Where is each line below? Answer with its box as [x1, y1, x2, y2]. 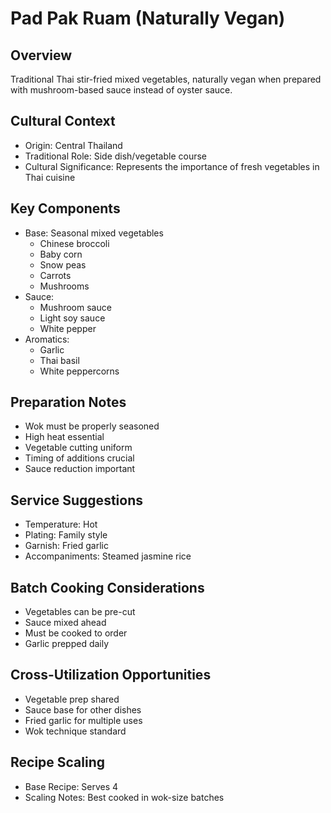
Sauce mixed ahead [24, 617, 107, 629]
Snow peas [39, 258, 87, 271]
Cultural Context [10, 113, 116, 130]
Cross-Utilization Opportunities [10, 667, 212, 684]
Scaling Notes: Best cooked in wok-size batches [24, 791, 225, 803]
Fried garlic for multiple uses [24, 714, 143, 726]
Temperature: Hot [24, 518, 98, 531]
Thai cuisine [24, 171, 76, 183]
